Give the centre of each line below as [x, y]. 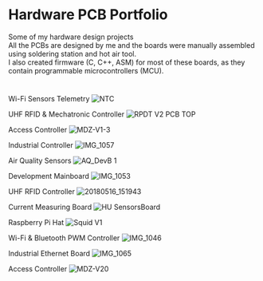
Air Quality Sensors [40, 160]
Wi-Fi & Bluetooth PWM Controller [64, 238]
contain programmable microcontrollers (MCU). [86, 70]
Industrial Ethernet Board [49, 254]
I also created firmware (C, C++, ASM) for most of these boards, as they [127, 62]
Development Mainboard [49, 176]
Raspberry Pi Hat [36, 223]
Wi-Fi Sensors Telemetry [49, 99]
